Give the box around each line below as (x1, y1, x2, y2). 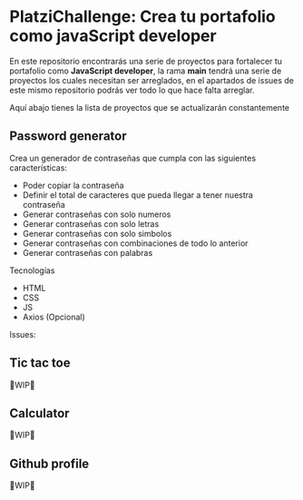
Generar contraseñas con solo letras (22, 218, 160, 229)
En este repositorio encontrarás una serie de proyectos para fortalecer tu (9, 55, 283, 66)
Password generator (9, 129, 127, 144)
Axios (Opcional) (22, 311, 86, 322)
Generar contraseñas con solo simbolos (22, 228, 172, 239)
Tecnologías (9, 265, 55, 276)
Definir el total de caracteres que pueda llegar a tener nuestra (22, 189, 254, 201)
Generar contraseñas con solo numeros (22, 209, 171, 220)
